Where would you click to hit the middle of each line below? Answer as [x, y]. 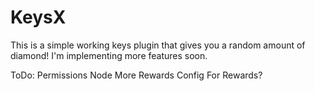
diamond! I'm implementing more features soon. [109, 55]
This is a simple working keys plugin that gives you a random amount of [158, 45]
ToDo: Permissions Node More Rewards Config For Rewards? [136, 75]
